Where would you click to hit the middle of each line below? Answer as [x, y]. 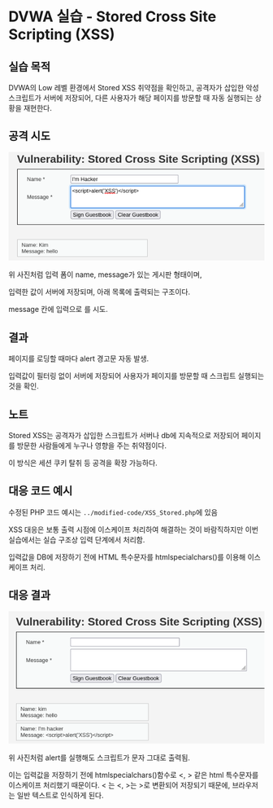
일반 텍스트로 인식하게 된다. [60, 796]
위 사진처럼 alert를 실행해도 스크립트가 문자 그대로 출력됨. [100, 757]
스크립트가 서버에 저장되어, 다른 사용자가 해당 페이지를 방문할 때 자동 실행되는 [131, 98]
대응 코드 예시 [41, 491]
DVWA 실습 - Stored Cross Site [113, 17]
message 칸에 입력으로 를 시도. [58, 310]
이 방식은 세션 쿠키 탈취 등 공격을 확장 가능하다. [83, 463]
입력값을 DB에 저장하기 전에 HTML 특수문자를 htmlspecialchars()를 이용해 [127, 557]
